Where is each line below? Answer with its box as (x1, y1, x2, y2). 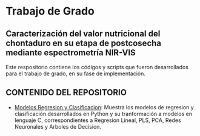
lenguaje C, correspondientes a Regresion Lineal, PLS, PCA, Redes (14, 117, 181, 124)
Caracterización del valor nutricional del (5, 29, 161, 39)
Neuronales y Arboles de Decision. (14, 123, 101, 130)
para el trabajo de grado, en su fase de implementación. (5, 70, 146, 77)
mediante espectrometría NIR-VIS (5, 47, 136, 58)
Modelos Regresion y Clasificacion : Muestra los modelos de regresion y (14, 103, 195, 110)
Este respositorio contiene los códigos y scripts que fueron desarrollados (5, 64, 189, 70)
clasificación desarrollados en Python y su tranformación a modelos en (14, 110, 192, 117)
